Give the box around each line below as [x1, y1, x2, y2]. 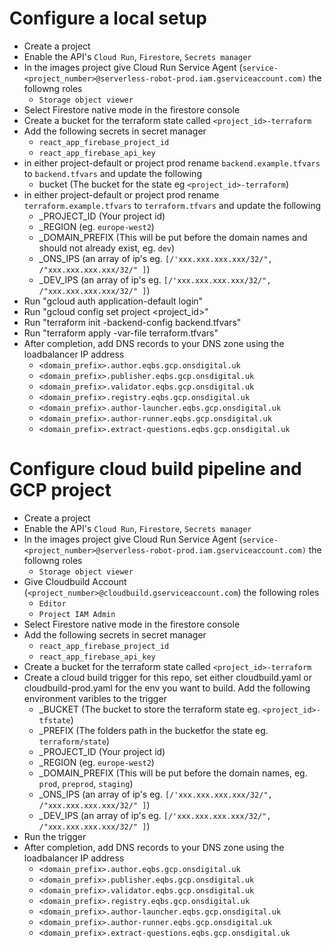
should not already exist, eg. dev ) [38, 242, 176, 254]
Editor [38, 598, 67, 609]
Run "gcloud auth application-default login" [23, 295, 204, 307]
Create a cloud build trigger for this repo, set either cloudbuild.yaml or [23, 671, 312, 683]
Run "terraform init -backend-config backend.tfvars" [23, 316, 242, 328]
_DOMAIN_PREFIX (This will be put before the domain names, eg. [38, 767, 308, 779]
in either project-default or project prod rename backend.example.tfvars [23, 157, 321, 169]
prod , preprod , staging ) [38, 777, 134, 789]
